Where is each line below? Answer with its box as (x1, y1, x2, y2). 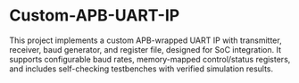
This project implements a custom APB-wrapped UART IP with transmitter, (9, 35, 283, 46)
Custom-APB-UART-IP (9, 5, 180, 26)
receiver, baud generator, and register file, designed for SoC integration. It (9, 44, 281, 54)
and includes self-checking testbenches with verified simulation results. (9, 63, 274, 74)
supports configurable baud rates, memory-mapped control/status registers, (9, 54, 291, 64)
